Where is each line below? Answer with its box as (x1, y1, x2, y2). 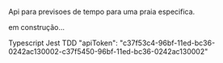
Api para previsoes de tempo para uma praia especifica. (8, 7, 196, 16)
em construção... (8, 23, 65, 31)
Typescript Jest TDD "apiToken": (8, 38, 119, 48)
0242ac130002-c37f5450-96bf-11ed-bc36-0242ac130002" (8, 47, 208, 56)
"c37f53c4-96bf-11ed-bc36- (120, 38, 216, 48)
